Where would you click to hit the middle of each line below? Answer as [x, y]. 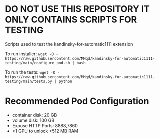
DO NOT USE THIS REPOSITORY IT [77, 9]
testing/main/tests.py [29, 81]
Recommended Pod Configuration [77, 101]
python [65, 81]
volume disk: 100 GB [33, 120]
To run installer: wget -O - [32, 54]
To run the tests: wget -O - [33, 72]
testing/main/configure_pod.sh [38, 63]
